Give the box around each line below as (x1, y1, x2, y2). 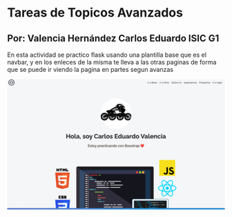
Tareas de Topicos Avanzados (7, 5, 183, 21)
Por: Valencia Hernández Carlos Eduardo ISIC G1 (7, 32, 220, 44)
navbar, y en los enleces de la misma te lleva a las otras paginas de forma (7, 58, 217, 66)
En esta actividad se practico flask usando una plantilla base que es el (7, 50, 207, 59)
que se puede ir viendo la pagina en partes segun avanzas (7, 66, 174, 73)
